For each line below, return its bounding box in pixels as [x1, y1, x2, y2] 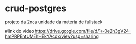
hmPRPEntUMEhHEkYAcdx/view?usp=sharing [5, 33, 99, 39]
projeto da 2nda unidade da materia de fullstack [5, 19, 102, 25]
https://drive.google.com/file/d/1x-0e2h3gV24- [34, 28, 131, 34]
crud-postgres [5, 3, 67, 14]
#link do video [5, 28, 34, 34]
